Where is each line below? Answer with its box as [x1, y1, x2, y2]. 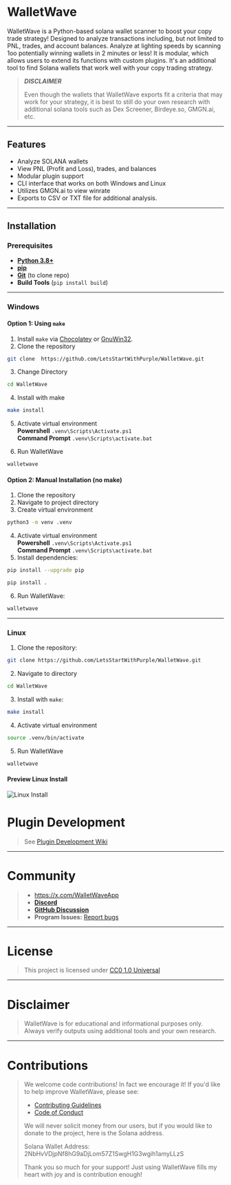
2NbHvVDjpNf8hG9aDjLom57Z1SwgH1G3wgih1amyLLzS [23, 1150, 184, 1158]
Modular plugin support [16, 172, 84, 180]
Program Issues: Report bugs [34, 913, 119, 921]
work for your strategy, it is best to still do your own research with [23, 97, 210, 106]
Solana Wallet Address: [23, 1142, 90, 1151]
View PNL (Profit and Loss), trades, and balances [16, 164, 157, 172]
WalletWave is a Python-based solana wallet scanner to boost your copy [7, 27, 212, 35]
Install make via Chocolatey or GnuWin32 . [16, 335, 133, 343]
